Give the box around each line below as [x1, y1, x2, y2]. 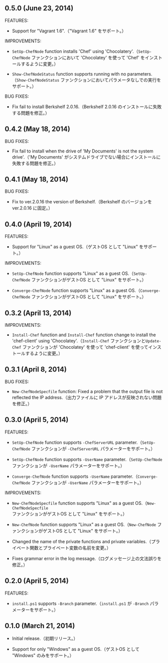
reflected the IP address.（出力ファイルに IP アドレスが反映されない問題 [12, 394, 162, 400]
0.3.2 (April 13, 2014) [5, 309, 72, 317]
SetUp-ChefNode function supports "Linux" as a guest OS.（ [12, 270, 134, 276]
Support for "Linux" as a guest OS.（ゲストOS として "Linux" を [12, 244, 144, 250]
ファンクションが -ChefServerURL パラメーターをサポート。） [31, 446, 155, 452]
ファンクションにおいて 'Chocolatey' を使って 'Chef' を [31, 54, 145, 60]
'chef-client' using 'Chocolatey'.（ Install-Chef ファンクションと [12, 338, 146, 344]
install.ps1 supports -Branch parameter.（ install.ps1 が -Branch [12, 600, 149, 606]
